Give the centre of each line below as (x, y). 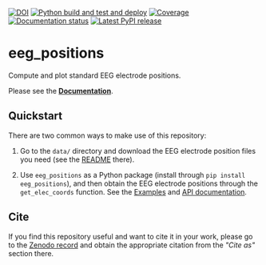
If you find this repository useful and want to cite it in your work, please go (131, 236)
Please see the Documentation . (61, 90)
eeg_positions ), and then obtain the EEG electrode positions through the (139, 183)
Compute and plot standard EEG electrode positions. (95, 75)
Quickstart (36, 116)
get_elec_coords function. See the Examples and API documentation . (133, 191)
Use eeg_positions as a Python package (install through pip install (133, 175)
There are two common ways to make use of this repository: (107, 135)
